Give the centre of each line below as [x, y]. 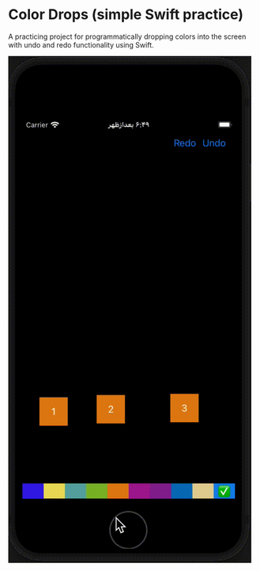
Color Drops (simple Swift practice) [126, 15]
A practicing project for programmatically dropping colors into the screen [127, 36]
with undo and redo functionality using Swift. [81, 44]
